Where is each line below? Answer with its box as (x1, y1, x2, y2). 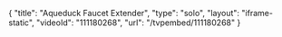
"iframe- (241, 8, 274, 18)
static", (8, 17, 35, 28)
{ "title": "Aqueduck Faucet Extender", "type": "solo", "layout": (8, 8, 240, 18)
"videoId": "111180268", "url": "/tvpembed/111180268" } (36, 17, 241, 28)
